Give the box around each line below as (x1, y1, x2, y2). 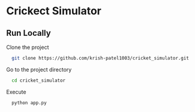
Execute (6, 88, 26, 95)
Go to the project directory (6, 66, 72, 73)
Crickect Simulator (6, 4, 102, 18)
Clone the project (6, 43, 49, 51)
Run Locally (6, 28, 51, 38)
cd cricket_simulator (11, 77, 66, 83)
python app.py (11, 99, 47, 105)
